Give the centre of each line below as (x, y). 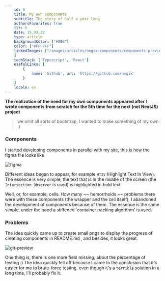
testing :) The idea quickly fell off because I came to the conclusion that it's (81, 263)
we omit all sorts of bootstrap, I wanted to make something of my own (88, 121)
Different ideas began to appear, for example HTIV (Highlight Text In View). (80, 174)
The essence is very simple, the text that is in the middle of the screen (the (81, 179)
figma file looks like (25, 155)
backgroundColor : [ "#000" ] (41, 42)
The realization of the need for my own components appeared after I (76, 101)
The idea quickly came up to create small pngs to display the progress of (79, 233)
